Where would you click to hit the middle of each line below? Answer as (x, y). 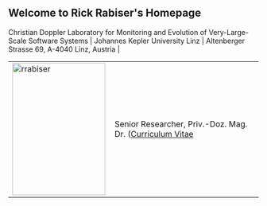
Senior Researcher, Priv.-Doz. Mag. (181, 124)
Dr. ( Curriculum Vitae (154, 134)
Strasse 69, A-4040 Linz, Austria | (64, 49)
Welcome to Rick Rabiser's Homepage (105, 13)
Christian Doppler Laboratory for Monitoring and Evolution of (108, 32)
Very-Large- (228, 32)
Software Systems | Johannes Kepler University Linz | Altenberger (137, 41)
